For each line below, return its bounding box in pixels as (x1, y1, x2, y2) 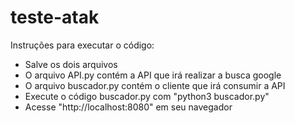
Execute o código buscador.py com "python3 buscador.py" (24, 90, 270, 102)
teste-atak (10, 6, 100, 29)
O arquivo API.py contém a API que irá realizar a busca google (24, 69, 282, 81)
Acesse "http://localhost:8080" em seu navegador (24, 101, 233, 113)
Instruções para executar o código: (10, 39, 155, 51)
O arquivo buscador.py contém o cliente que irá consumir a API (24, 79, 286, 91)
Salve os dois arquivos (24, 58, 118, 70)
